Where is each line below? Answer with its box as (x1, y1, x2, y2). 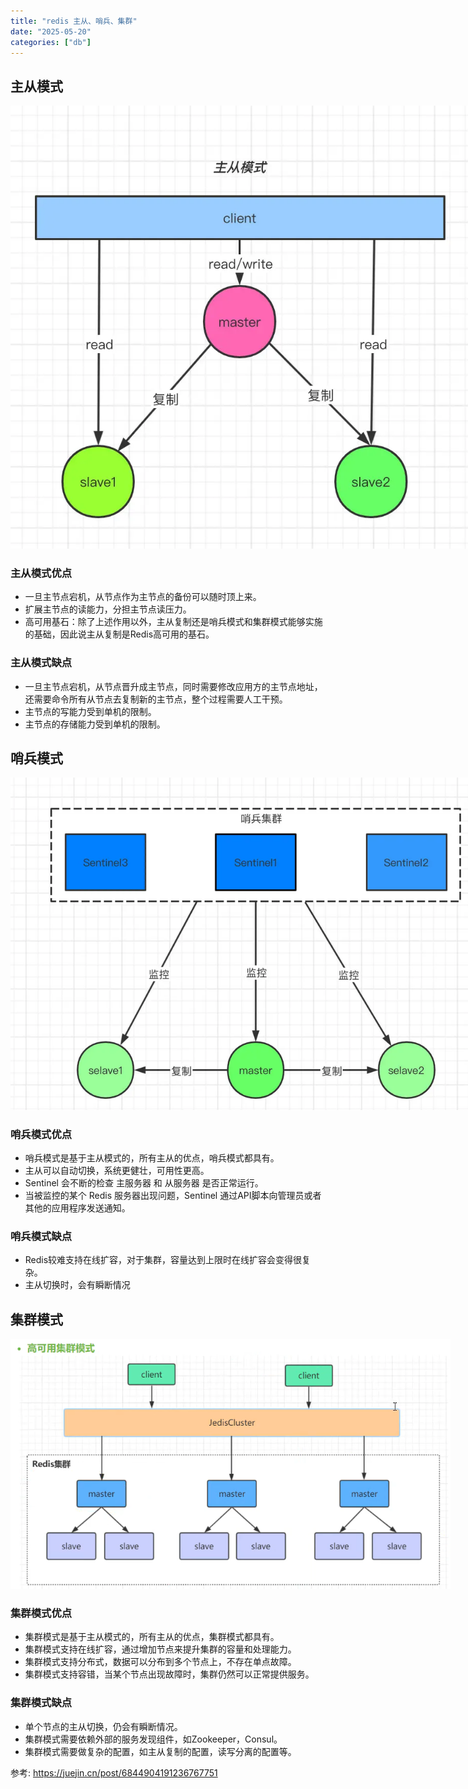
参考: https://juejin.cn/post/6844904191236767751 (10, 1766, 218, 1779)
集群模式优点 (10, 1606, 73, 1620)
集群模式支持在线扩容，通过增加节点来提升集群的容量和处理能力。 (24, 1643, 297, 1655)
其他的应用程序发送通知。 (24, 1201, 131, 1214)
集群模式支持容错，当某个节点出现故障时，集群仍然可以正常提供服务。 (24, 1668, 315, 1680)
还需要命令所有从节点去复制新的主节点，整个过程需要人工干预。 (24, 693, 288, 705)
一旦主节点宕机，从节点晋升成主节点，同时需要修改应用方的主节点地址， (24, 680, 323, 692)
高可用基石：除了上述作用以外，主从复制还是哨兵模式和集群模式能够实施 (24, 616, 323, 628)
